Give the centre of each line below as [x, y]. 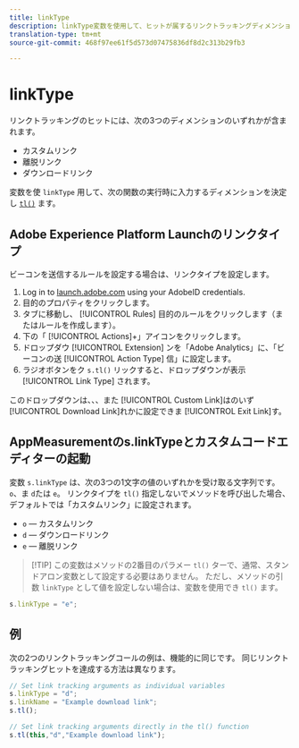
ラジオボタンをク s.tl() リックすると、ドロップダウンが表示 [134, 370]
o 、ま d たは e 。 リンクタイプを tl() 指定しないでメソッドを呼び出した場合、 [149, 493]
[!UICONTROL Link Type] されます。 [88, 381]
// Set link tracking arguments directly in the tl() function [129, 727]
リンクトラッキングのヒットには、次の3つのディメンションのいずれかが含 [144, 121]
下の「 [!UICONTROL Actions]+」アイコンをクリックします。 [134, 336]
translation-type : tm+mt [55, 34]
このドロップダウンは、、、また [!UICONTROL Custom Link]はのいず [132, 400]
